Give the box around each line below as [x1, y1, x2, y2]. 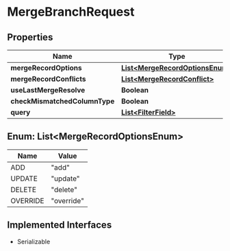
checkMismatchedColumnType [10, 96, 115, 106]
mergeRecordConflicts [10, 75, 86, 83]
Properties [7, 31, 53, 43]
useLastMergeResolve [10, 85, 86, 94]
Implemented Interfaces [7, 220, 112, 231]
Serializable [16, 237, 51, 246]
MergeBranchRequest [7, 4, 135, 20]
